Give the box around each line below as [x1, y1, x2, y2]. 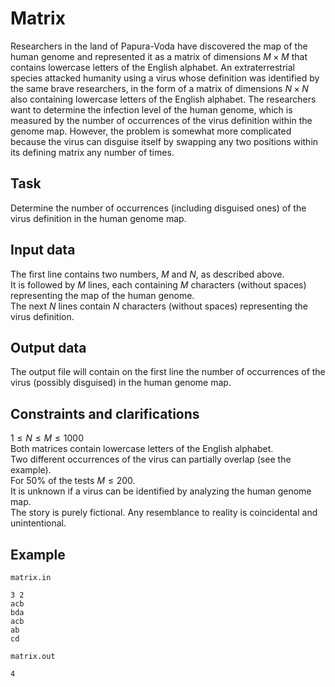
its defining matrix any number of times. [10, 146, 175, 158]
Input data [10, 242, 76, 259]
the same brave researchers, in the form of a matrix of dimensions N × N [10, 82, 309, 94]
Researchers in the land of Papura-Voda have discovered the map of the [10, 40, 308, 52]
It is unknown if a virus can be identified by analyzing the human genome [10, 485, 312, 497]
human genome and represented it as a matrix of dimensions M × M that [10, 50, 308, 62]
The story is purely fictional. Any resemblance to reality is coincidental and [10, 507, 318, 519]
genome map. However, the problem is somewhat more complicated [10, 125, 292, 137]
